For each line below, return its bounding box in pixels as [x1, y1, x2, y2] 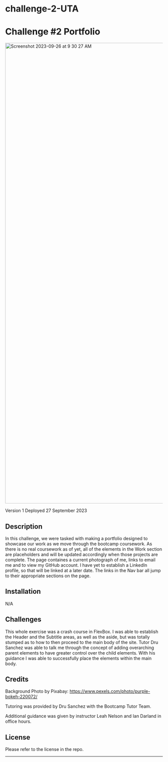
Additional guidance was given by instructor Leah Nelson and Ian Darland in [5, 713, 161, 719]
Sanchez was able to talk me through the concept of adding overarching [5, 645, 154, 651]
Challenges [5, 615, 41, 624]
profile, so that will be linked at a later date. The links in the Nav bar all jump [5, 567, 161, 573]
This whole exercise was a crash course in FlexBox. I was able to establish [5, 628, 158, 634]
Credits [5, 675, 29, 683]
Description [5, 522, 42, 531]
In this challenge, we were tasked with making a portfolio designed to [5, 535, 148, 541]
